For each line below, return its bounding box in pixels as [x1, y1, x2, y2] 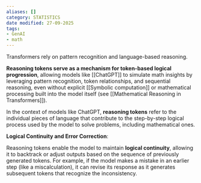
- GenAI [6, 31, 26, 37]
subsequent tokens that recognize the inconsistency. [6, 170, 137, 177]
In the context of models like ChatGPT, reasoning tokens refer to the [6, 109, 177, 115]
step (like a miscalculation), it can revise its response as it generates [6, 163, 176, 170]
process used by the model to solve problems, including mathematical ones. [6, 121, 196, 128]
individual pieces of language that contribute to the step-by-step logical [6, 115, 185, 122]
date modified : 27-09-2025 [6, 20, 74, 26]
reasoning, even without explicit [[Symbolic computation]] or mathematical [6, 84, 191, 91]
